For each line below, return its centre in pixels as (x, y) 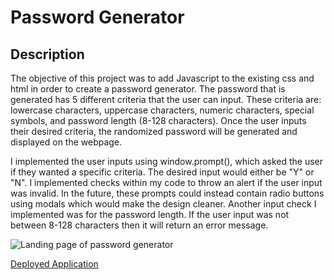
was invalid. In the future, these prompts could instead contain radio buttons (167, 193)
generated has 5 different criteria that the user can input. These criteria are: (166, 99)
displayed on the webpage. (66, 142)
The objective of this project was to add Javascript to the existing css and (162, 78)
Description (47, 54)
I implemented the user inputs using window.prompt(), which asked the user (167, 161)
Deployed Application (54, 264)
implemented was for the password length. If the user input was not (150, 214)
